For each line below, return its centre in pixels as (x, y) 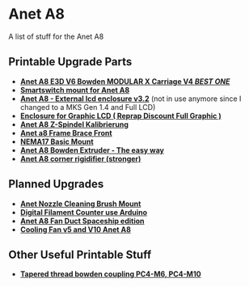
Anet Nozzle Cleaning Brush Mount (80, 204)
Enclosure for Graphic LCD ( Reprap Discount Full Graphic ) (121, 116)
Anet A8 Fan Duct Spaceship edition (82, 221)
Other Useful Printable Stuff (80, 254)
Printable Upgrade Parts (70, 62)
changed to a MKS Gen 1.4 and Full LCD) (88, 107)
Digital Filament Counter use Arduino (84, 212)
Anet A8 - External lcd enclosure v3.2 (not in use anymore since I (131, 99)
